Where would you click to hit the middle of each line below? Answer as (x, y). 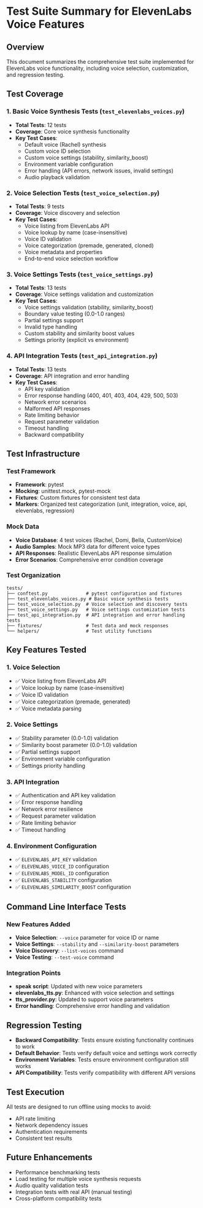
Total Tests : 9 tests (40, 206)
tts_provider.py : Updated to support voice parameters (84, 999)
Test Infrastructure (43, 453)
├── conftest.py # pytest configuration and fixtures (94, 594)
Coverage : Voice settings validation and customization (84, 294)
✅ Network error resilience (49, 809)
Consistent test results (44, 1138)
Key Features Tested (47, 650)
